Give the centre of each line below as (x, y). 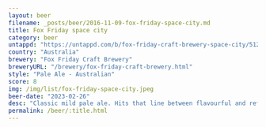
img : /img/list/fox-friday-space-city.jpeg (81, 89)
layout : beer (30, 15)
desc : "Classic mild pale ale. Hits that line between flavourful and (127, 103)
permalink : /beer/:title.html (58, 111)
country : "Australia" (44, 52)
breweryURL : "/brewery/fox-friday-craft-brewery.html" (101, 67)
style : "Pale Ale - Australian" (61, 74)
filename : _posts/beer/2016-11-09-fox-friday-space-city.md (110, 23)
